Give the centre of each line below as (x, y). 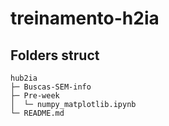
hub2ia (24, 78)
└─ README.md (37, 113)
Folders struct (55, 55)
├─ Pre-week (35, 96)
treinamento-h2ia (85, 18)
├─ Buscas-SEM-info (51, 87)
